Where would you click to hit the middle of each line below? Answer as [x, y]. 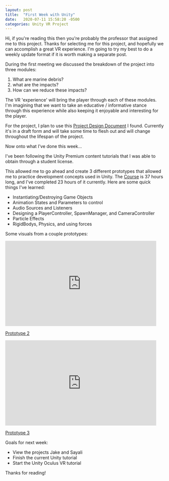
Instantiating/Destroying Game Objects [53, 197]
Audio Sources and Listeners [43, 208]
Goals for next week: [27, 443]
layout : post [19, 10]
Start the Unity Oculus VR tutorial [47, 463]
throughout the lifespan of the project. [45, 136]
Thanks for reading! [26, 473]
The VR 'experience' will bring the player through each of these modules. [81, 100]
